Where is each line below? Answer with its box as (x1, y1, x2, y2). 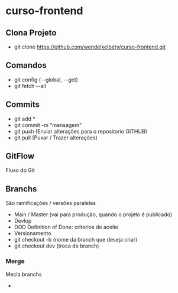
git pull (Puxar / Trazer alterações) (14, 134, 98, 141)
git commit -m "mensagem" (14, 121, 82, 128)
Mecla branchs (5, 271, 42, 278)
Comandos (5, 60, 47, 70)
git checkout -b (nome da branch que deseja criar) (14, 236, 138, 243)
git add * (14, 115, 36, 122)
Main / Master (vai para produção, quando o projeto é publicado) (14, 211, 173, 218)
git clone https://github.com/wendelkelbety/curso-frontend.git (14, 43, 166, 50)
